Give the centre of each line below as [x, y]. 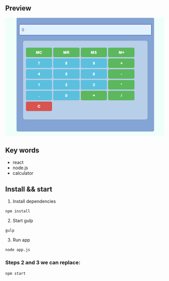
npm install [18, 211]
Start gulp [23, 221]
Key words [22, 150]
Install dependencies [34, 202]
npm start [16, 274]
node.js [20, 168]
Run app [21, 240]
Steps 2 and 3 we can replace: [43, 262]
